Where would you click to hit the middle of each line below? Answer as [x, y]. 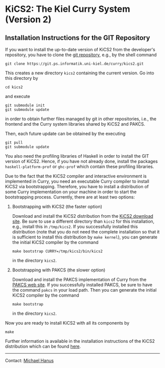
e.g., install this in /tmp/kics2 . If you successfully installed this [75, 227]
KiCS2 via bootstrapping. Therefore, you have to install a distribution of [77, 186]
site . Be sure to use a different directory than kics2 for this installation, [83, 221]
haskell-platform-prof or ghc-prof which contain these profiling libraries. [80, 167]
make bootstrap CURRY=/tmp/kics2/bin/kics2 [57, 251]
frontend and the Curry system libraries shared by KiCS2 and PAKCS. [75, 124]
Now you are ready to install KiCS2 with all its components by [67, 323]
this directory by [22, 78]
